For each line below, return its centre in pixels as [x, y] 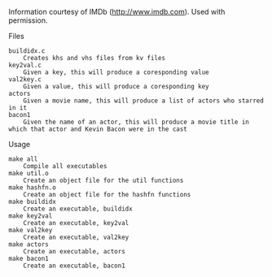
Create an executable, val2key [76, 237]
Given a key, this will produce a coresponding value [116, 72]
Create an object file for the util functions [103, 180]
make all [23, 159]
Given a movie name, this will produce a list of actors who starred [144, 101]
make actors [29, 245]
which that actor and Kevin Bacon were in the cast [98, 129]
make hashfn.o [33, 188]
